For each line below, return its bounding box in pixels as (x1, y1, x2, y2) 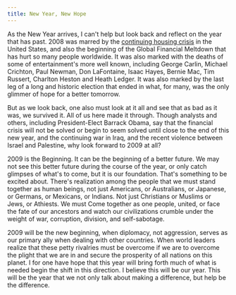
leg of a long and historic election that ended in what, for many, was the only (7, 82, 230, 90)
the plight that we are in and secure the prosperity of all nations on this (7, 251, 213, 259)
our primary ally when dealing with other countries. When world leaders (7, 236, 216, 244)
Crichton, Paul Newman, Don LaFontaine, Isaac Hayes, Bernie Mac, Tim (7, 67, 215, 76)
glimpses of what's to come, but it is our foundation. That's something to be (7, 169, 228, 178)
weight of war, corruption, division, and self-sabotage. (7, 215, 165, 223)
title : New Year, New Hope (7, 10, 87, 18)
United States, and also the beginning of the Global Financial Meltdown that (7, 44, 227, 53)
